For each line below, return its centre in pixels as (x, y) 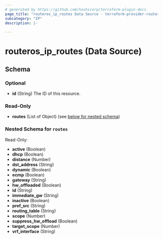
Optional (15, 83)
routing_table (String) (34, 210)
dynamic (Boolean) (31, 169)
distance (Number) (31, 159)
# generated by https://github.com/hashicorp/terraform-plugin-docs (76, 9)
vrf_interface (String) (34, 231)
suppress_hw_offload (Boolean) (45, 221)
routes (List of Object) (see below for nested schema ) (66, 117)
